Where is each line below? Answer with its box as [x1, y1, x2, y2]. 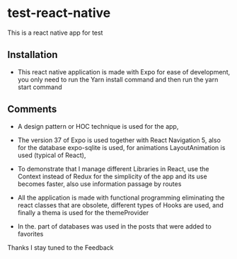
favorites [17, 229, 44, 238]
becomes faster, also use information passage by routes [17, 179, 182, 188]
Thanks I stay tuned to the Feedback [7, 243, 115, 252]
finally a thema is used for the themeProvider [17, 208, 149, 217]
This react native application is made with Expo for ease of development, [17, 67, 231, 76]
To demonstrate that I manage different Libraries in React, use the [17, 164, 209, 173]
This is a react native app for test [7, 28, 103, 37]
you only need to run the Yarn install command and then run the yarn [17, 75, 219, 84]
